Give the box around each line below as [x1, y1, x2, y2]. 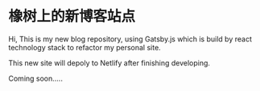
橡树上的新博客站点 [8, 7, 136, 26]
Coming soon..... [8, 73, 63, 83]
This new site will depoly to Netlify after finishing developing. [8, 57, 211, 68]
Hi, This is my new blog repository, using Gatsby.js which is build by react [8, 34, 252, 44]
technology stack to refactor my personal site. [8, 42, 161, 52]
